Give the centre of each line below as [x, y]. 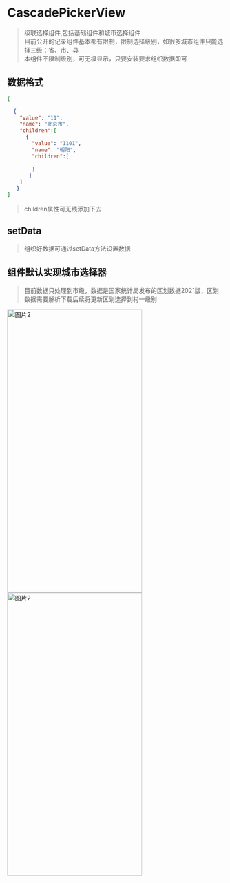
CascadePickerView [66, 13]
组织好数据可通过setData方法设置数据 [77, 248]
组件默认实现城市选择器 [57, 273]
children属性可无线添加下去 [63, 209]
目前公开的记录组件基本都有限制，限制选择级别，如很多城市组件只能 [121, 41]
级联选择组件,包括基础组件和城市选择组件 [82, 32]
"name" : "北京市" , [44, 124]
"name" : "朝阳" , [54, 150]
